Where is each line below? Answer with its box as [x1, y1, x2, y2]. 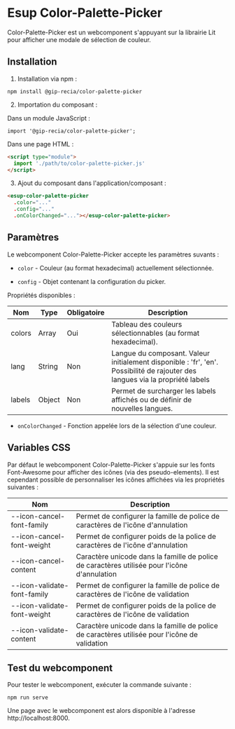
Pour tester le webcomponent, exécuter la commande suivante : [7, 681, 192, 689]
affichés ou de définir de [111, 395, 192, 404]
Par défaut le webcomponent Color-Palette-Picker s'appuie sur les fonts [7, 461, 215, 469]
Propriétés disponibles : [7, 291, 76, 299]
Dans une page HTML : [7, 139, 74, 148]
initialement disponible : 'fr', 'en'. [111, 357, 219, 367]
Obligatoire [66, 307, 105, 317]
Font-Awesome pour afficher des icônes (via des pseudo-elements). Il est [7, 468, 220, 476]
